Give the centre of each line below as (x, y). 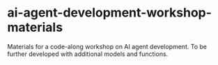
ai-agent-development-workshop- (110, 13)
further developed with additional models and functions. (88, 54)
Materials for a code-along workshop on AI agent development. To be (107, 46)
